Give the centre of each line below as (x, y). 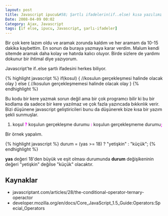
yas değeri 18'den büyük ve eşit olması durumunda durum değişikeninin (79, 159)
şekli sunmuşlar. (22, 115)
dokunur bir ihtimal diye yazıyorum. (41, 59)
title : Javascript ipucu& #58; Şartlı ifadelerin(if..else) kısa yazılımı (84, 15)
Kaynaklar (21, 180)
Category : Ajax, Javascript (34, 24)
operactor (23, 197)
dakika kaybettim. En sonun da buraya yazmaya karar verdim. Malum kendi (82, 48)
